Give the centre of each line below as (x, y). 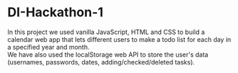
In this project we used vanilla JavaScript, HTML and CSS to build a (106, 32)
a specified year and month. (48, 47)
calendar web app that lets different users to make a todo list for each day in (119, 39)
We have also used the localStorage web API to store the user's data (108, 55)
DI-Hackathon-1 (55, 12)
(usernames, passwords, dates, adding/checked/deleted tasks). (101, 62)
